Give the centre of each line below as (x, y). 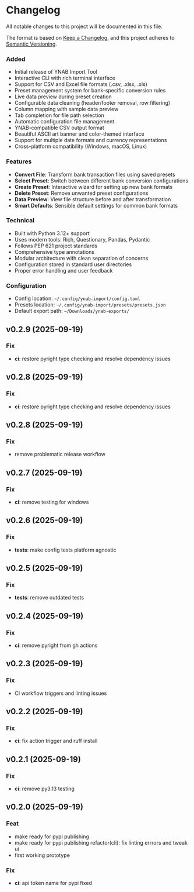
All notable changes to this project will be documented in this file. (84, 26)
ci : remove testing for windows (52, 502)
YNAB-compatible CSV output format (59, 128)
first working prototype (42, 855)
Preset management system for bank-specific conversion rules (90, 91)
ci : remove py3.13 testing (44, 788)
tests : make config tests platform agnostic (65, 550)
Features (19, 161)
